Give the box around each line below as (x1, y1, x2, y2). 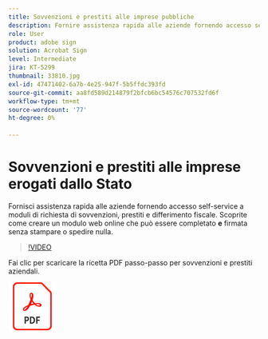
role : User (8, 30, 45, 38)
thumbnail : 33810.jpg (8, 72, 81, 80)
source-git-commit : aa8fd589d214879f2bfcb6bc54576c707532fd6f (8, 89, 219, 97)
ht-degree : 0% (8, 114, 56, 122)
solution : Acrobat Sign (8, 46, 88, 55)
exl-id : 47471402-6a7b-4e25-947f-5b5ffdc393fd (8, 80, 166, 88)
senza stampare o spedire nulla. (8, 226, 114, 236)
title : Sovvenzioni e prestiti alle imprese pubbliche (8, 13, 195, 21)
